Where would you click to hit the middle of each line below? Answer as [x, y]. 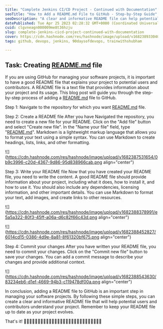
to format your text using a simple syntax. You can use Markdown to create [80, 137]
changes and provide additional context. [45, 262]
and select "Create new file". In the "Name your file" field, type [67, 127]
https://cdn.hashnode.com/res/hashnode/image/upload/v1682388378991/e [82, 212]
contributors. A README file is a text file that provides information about [77, 87]
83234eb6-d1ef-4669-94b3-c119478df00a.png [53, 282]
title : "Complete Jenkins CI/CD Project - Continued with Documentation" [81, 9]
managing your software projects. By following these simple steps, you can [80, 296]
